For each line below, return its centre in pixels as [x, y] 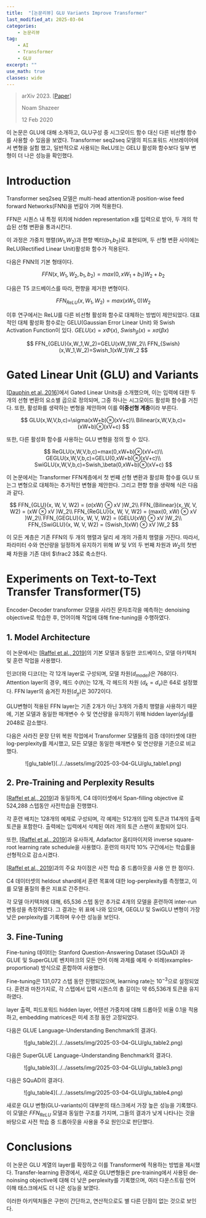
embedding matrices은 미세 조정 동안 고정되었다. [79, 1017]
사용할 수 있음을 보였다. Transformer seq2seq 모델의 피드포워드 [90, 140]
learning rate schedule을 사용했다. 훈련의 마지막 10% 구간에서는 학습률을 [107, 847]
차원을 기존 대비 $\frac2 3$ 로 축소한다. [60, 554]
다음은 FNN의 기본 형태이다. [40, 262]
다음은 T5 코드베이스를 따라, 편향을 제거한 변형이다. [68, 288]
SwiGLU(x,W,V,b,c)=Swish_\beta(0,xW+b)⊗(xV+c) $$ [103, 465]
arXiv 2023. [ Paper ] [46, 96]
